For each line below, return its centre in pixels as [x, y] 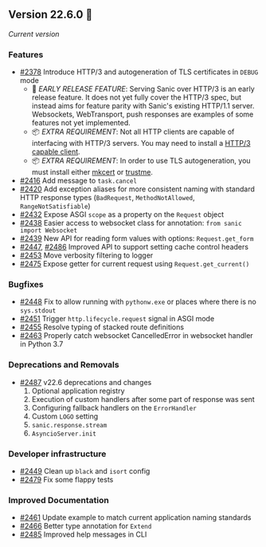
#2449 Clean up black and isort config [85, 471]
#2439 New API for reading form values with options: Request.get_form [137, 238]
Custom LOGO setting [65, 416]
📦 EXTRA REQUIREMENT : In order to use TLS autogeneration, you [141, 161]
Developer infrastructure [57, 454]
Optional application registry [78, 391]
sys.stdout [38, 311]
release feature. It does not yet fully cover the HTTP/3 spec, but [136, 97]
